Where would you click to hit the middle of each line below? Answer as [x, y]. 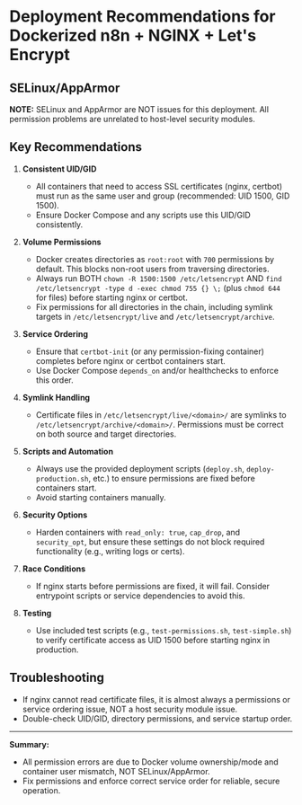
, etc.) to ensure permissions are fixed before [172, 478]
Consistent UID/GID [59, 169]
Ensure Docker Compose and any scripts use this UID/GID [143, 215]
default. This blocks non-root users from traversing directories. [152, 269]
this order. [54, 380]
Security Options [55, 515]
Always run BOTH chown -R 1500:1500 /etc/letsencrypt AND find [159, 278]
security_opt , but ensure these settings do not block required [150, 542]
